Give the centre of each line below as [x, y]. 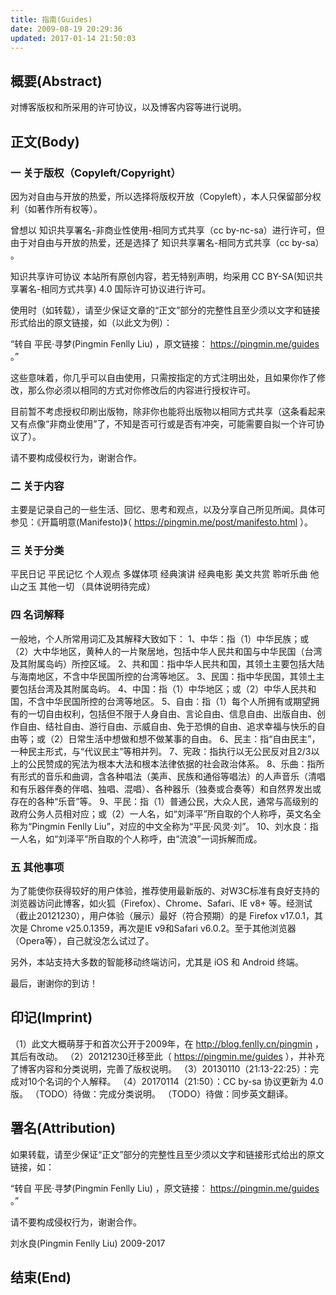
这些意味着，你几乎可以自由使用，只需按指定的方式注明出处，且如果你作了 [163, 377]
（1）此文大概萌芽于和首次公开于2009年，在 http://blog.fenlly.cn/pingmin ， [167, 1043]
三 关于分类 [37, 551]
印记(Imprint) [51, 1017]
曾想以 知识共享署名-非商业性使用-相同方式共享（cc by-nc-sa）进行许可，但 [167, 230]
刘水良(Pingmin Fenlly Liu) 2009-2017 [88, 1243]
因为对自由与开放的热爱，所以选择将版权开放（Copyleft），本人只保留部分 [161, 196]
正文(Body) [45, 141]
